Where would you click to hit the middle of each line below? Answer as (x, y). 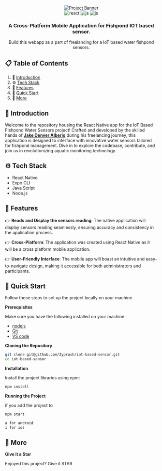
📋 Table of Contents (37, 63)
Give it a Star (18, 454)
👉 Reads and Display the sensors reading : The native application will (75, 220)
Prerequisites (19, 307)
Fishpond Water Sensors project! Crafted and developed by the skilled (75, 130)
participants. (18, 271)
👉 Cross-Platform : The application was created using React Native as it (77, 242)
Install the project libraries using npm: (43, 378)
